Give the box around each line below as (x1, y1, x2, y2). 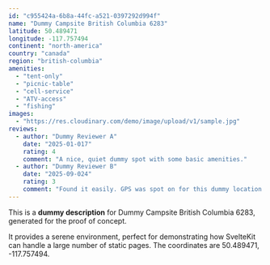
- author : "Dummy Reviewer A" (15, 132, 117, 140)
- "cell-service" (15, 87, 74, 96)
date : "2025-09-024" (23, 170, 92, 178)
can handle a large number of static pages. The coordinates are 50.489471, (8, 240, 260, 250)
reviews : (8, 125, 38, 133)
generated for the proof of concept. (8, 216, 127, 225)
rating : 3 (23, 177, 57, 186)
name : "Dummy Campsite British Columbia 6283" (8, 19, 168, 28)
